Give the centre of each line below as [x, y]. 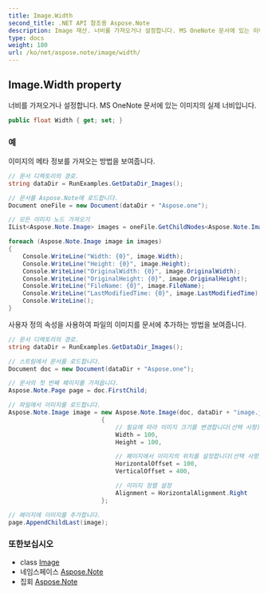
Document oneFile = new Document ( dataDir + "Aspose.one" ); [108, 205]
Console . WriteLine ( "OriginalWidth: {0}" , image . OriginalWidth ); [132, 271]
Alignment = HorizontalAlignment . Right [181, 493]
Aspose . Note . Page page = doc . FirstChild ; [78, 391]
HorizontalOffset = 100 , [156, 464]
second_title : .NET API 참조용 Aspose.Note [79, 23]
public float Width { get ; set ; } [66, 120]
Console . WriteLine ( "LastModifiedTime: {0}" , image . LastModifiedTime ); [142, 293]
